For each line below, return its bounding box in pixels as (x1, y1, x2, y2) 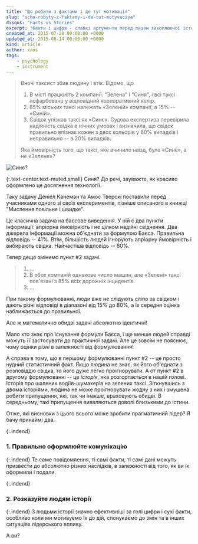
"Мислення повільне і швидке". (6, 206, 85, 213)
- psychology (16, 58, 49, 64)
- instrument (16, 63, 49, 70)
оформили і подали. (6, 468, 57, 476)
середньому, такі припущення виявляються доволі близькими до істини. (6, 399, 190, 406)
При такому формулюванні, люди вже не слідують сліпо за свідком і (6, 296, 180, 303)
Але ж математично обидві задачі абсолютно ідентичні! (6, 319, 147, 326)
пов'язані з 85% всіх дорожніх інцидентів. (29, 278, 136, 285)
